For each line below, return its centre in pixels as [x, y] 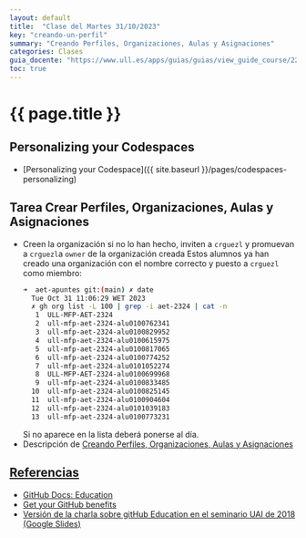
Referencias [45, 473]
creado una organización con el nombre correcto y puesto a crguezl [151, 263]
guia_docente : [36, 60]
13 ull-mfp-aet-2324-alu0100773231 [101, 417]
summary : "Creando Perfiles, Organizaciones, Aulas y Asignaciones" [142, 43]
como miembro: [52, 273]
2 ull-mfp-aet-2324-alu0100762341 [102, 324]
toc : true [28, 69]
